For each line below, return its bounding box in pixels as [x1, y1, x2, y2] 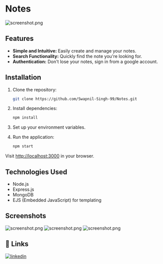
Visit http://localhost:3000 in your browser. [5, 153, 94, 159]
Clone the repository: [12, 86, 57, 92]
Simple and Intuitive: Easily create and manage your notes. [12, 47, 136, 54]
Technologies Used [5, 168, 67, 176]
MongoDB [12, 192, 34, 197]
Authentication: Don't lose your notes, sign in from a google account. [12, 59, 158, 65]
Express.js [12, 186, 34, 192]
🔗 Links [5, 240, 29, 248]
